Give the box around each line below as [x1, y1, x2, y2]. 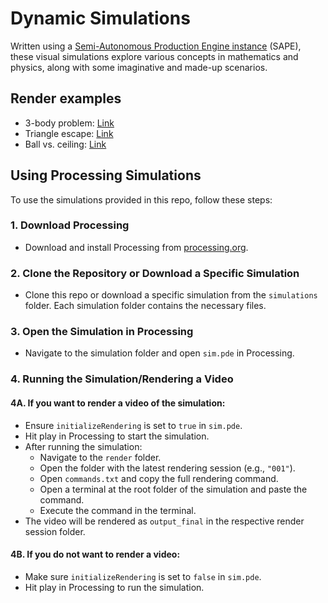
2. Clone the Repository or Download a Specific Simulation [10, 266, 300, 280]
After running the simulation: [24, 440, 143, 452]
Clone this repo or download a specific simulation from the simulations [24, 289, 318, 301]
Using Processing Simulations [10, 167, 202, 184]
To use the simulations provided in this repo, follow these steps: [10, 193, 273, 206]
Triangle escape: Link [24, 127, 114, 139]
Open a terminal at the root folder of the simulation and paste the [39, 483, 308, 495]
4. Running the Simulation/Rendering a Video [10, 372, 234, 386]
